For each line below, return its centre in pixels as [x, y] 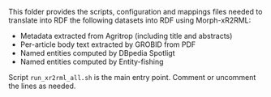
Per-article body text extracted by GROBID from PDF [108, 44]
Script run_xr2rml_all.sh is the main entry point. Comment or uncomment [132, 77]
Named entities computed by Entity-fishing [92, 61]
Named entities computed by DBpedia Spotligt [97, 53]
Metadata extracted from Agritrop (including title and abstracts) [126, 36]
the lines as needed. [42, 86]
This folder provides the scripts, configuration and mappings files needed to [135, 12]
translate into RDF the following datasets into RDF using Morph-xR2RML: [130, 20]
